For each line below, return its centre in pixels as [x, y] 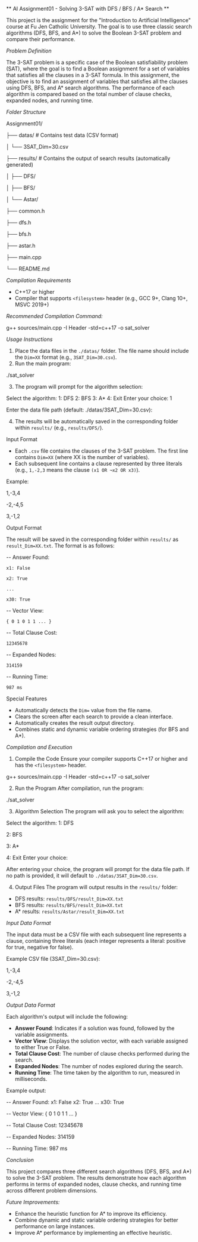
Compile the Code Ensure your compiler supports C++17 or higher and [101, 759]
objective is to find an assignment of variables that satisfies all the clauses [97, 81]
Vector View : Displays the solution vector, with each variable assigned [101, 1041]
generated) [20, 165]
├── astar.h [21, 245]
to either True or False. [43, 1047]
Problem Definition [29, 51]
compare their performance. [41, 39]
